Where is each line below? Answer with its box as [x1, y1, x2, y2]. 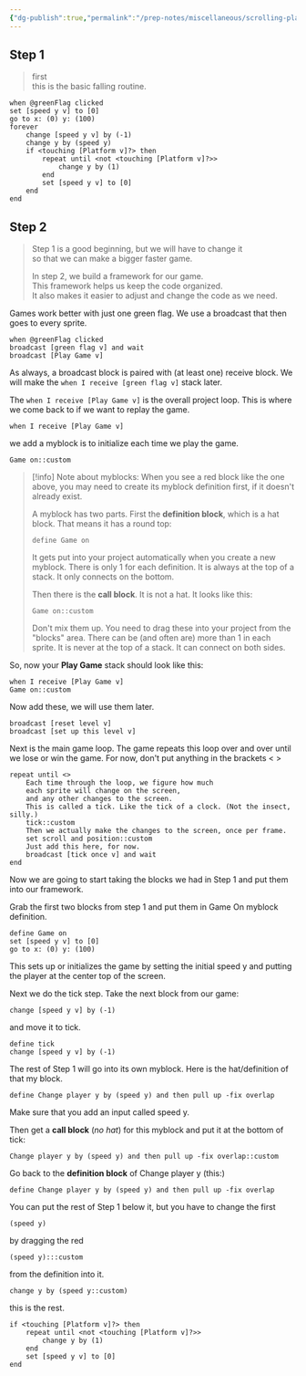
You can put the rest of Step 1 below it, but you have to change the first [9, 1202, 276, 1213]
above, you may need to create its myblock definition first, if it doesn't [31, 481, 295, 493]
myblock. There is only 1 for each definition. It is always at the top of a [31, 562, 294, 573]
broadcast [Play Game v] [9, 351, 104, 360]
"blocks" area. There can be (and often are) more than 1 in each [31, 632, 271, 643]
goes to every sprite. [9, 318, 87, 328]
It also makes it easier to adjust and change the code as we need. [31, 290, 278, 301]
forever [9, 122, 39, 132]
